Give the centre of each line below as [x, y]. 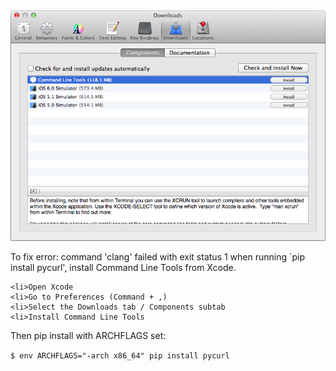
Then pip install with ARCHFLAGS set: [88, 335]
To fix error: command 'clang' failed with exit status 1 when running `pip [158, 256]
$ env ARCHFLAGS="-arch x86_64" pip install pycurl [120, 355]
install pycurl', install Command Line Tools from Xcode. [123, 267]
